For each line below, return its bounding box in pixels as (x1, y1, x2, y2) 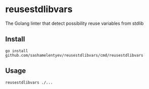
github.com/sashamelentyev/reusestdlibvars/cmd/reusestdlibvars (5, 53, 143, 58)
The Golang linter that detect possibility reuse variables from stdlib (5, 20, 144, 26)
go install (5, 48, 28, 54)
